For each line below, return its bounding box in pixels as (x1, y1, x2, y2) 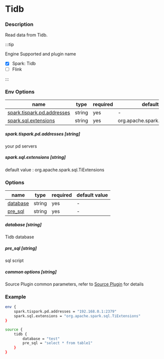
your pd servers (5, 143, 38, 149)
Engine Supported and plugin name (5, 51, 77, 57)
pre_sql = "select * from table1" (22, 341, 93, 346)
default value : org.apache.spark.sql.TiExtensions (5, 167, 104, 173)
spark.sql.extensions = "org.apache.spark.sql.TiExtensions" (14, 314, 141, 319)
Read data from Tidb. (5, 32, 48, 38)
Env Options (5, 88, 35, 95)
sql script (5, 257, 24, 263)
